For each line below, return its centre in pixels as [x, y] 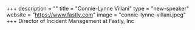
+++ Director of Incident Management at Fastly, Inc [70, 21]
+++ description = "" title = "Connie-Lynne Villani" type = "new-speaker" [98, 9]
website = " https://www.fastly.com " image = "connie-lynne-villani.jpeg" [96, 15]
